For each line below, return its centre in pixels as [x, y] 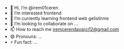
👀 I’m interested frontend [36, 13]
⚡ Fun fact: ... [24, 42]
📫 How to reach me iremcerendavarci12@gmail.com [65, 29]
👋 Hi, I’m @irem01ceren [34, 8]
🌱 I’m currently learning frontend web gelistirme [59, 18]
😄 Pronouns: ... [26, 36]
